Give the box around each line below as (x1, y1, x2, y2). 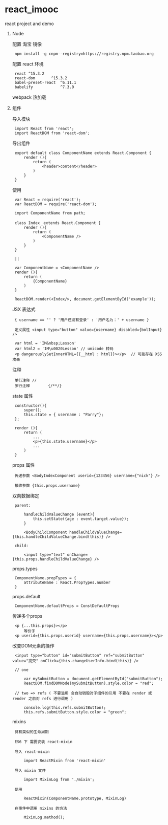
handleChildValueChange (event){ (23, 512, 95, 517)
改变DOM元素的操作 (12, 642, 54, 648)
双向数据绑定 (12, 492, 39, 498)
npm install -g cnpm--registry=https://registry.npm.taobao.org (14, 51, 154, 56)
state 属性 (12, 393, 34, 399)
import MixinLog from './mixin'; (23, 777, 95, 782)
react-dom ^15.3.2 (14, 75, 67, 80)
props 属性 (12, 462, 35, 468)
